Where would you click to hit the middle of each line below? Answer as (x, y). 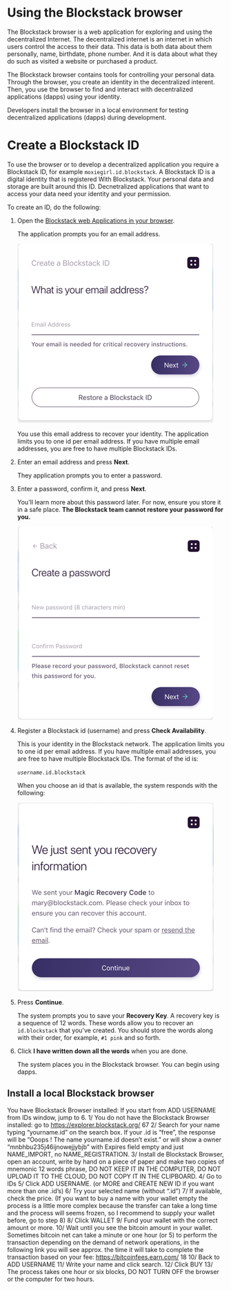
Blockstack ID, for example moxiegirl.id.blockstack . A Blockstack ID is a (111, 171)
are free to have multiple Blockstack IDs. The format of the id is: (108, 759)
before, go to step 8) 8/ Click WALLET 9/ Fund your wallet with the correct (113, 1220)
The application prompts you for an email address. (89, 234)
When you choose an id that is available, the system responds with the (117, 785)
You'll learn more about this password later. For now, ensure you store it (119, 502)
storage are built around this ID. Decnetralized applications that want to (108, 186)
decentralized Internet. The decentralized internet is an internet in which (110, 39)
